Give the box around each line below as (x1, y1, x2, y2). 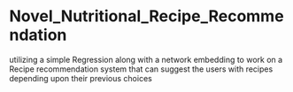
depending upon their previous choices (9, 73, 152, 83)
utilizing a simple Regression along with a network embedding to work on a (9, 54, 283, 65)
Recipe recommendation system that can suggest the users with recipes (9, 64, 274, 74)
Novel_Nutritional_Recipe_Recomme (9, 6, 285, 27)
